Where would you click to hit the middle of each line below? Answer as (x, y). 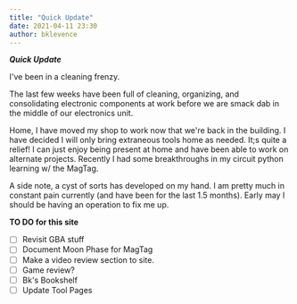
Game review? (49, 270)
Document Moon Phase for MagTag (87, 249)
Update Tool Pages (57, 290)
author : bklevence (43, 34)
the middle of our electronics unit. (71, 114)
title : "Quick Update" (51, 17)
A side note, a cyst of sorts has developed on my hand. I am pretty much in (147, 186)
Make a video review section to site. (88, 259)
